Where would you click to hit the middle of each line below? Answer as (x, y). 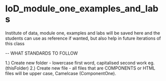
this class (15, 43)
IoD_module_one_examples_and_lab (82, 9)
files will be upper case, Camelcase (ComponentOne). (61, 73)
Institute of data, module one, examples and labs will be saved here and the (83, 33)
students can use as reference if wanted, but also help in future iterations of (83, 38)
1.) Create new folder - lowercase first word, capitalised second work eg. (80, 63)
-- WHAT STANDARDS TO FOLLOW (42, 53)
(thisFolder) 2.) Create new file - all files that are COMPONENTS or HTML (80, 68)
